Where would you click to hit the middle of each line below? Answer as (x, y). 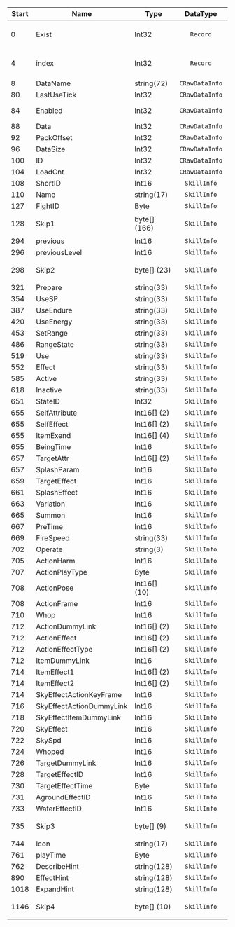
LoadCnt (50, 172)
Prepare (49, 288)
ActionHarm (56, 561)
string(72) (151, 83)
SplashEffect (57, 492)
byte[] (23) (153, 270)
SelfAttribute (57, 413)
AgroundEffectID (63, 797)
